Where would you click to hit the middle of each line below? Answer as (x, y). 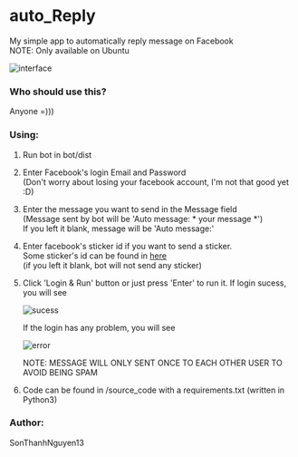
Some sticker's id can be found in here (95, 256)
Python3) (40, 399)
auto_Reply (53, 16)
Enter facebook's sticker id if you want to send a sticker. (127, 246)
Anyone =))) (32, 112)
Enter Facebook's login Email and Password (104, 172)
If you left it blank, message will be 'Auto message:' (118, 228)
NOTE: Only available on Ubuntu (69, 50)
